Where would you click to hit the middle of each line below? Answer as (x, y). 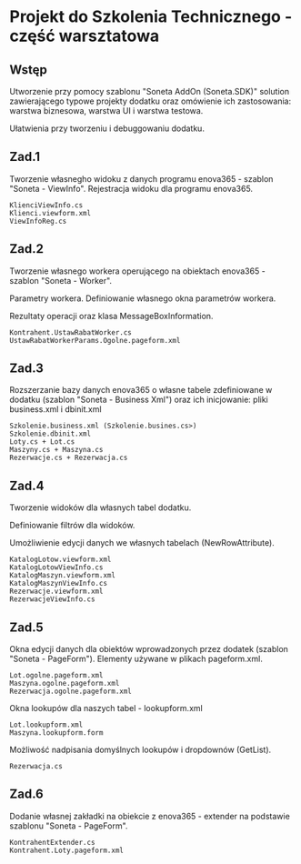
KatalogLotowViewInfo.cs (56, 568)
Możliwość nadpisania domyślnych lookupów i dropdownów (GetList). (140, 750)
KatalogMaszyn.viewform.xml (63, 576)
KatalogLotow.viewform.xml (60, 560)
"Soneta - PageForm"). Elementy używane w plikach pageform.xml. (136, 659)
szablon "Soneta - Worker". (60, 280)
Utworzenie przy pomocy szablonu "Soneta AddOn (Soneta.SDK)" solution (149, 91)
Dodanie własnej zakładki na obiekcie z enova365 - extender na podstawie (150, 816)
